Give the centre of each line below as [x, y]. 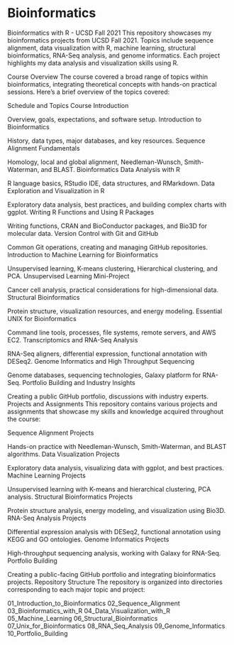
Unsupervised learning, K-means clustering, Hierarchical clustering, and [113, 269]
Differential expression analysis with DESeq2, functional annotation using [114, 531]
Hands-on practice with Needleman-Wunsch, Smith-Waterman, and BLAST [117, 446]
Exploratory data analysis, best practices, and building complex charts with [117, 205]
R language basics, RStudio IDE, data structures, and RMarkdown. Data [111, 183]
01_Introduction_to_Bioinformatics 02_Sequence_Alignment [94, 603]
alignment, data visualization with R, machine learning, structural [102, 48]
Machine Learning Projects [47, 475]
